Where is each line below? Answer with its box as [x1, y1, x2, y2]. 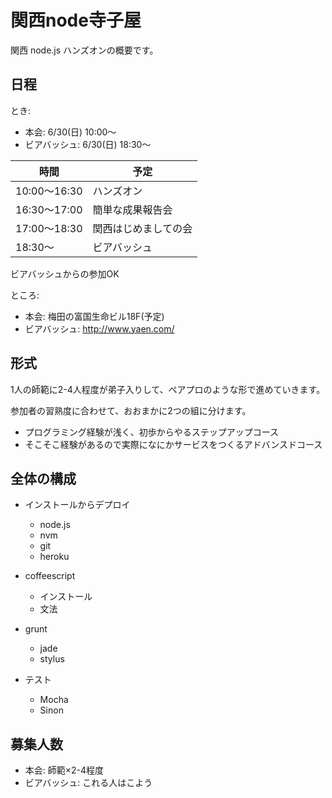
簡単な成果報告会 [92, 202, 173, 216]
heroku [39, 551, 70, 563]
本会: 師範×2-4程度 [24, 764, 105, 776]
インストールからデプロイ [24, 499, 131, 511]
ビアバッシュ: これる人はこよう [24, 777, 153, 789]
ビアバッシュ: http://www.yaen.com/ [24, 322, 175, 335]
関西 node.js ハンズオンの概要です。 [10, 44, 159, 56]
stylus [39, 653, 65, 665]
